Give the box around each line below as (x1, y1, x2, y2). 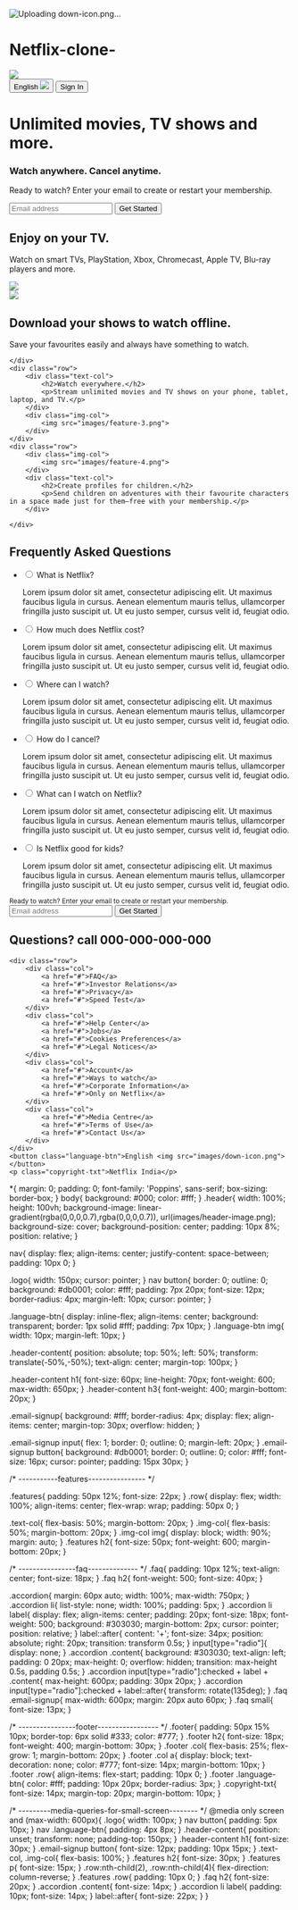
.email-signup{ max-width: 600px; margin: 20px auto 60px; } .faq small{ (9, 1694, 274, 1705)
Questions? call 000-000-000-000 (9, 933, 211, 948)
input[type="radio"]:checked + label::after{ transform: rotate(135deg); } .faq (9, 1685, 288, 1696)
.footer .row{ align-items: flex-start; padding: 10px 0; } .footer (9, 1769, 235, 1780)
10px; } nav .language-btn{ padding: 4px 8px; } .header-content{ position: (9, 1823, 281, 1835)
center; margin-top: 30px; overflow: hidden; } (33, 1420, 201, 1430)
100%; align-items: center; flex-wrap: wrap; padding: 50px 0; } (9, 1500, 239, 1511)
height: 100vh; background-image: (9, 1202, 137, 1212)
